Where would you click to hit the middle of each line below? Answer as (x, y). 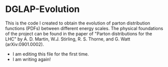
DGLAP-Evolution (43, 9)
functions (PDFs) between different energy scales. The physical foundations (84, 28)
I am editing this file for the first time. (51, 54)
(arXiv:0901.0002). (25, 44)
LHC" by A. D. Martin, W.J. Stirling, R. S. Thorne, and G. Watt (68, 39)
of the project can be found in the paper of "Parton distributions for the (79, 33)
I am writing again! (32, 59)
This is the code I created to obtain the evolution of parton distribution (78, 23)
